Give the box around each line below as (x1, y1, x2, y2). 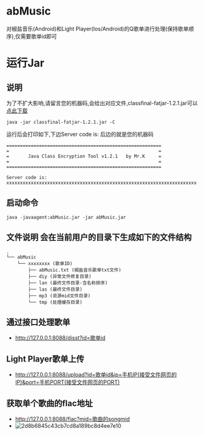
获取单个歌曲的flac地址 (6, 398, 93, 408)
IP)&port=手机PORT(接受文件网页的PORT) (15, 379, 120, 386)
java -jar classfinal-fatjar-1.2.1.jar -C (6, 119, 115, 125)
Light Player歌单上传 (6, 354, 85, 364)
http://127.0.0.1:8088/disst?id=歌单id (15, 334, 106, 342)
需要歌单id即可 (20, 32, 58, 40)
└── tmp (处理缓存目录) (28, 299, 83, 305)
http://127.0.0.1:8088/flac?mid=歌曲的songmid (15, 416, 131, 422)
